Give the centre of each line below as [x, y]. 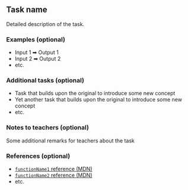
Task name [27, 10]
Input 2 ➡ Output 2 [38, 59]
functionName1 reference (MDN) [54, 169]
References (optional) [38, 156]
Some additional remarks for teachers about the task [70, 140]
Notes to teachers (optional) [47, 128]
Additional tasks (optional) [45, 81]
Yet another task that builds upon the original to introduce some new [98, 100]
